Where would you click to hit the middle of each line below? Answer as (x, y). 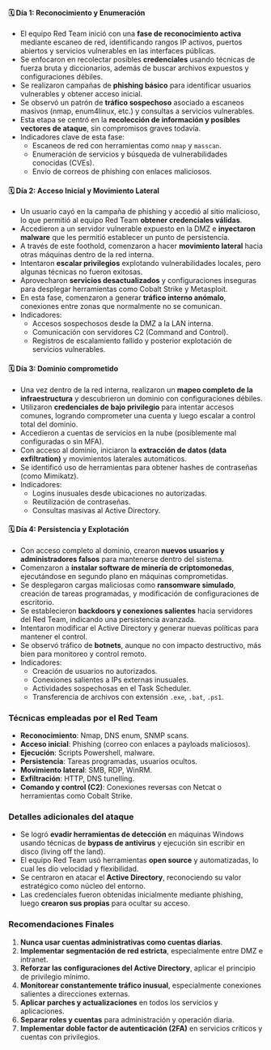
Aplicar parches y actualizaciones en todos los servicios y (119, 1002)
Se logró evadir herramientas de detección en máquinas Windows (132, 834)
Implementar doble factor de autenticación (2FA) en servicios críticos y (141, 1028)
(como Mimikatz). (49, 476)
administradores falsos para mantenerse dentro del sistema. (122, 559)
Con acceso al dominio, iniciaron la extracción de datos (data (123, 450)
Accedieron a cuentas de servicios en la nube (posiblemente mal (128, 433)
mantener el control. (54, 636)
